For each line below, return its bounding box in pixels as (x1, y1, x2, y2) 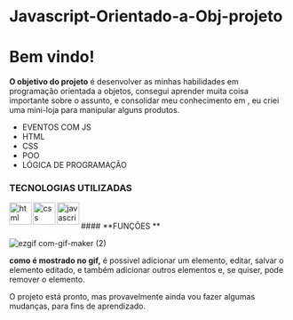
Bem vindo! (9, 47, 95, 68)
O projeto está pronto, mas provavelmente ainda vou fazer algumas (9, 292, 256, 302)
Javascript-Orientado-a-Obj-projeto (9, 6, 283, 27)
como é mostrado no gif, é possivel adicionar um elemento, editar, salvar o (9, 255, 284, 266)
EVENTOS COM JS (21, 122, 91, 132)
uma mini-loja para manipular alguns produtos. (9, 105, 180, 116)
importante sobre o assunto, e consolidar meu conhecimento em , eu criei (9, 95, 280, 106)
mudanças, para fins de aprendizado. (9, 300, 146, 312)
